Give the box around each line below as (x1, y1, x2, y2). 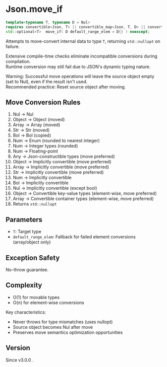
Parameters (5, 215, 43, 224)
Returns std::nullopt (12, 201, 57, 207)
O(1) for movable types (12, 294, 60, 300)
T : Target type (12, 228, 42, 234)
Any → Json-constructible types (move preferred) (12, 153, 115, 159)
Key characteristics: (5, 309, 46, 315)
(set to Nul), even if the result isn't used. (5, 78, 88, 84)
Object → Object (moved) (12, 117, 65, 123)
